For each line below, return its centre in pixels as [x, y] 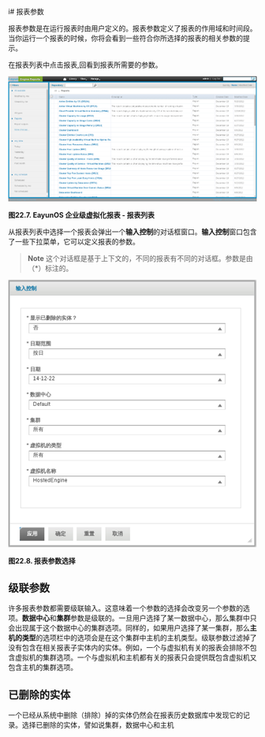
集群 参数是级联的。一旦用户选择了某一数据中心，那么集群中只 [157, 618]
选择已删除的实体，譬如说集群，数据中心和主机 [98, 725]
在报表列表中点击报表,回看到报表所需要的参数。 [86, 65]
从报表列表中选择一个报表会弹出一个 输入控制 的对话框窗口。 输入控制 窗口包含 [132, 232]
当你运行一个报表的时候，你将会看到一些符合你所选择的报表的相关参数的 [125, 38]
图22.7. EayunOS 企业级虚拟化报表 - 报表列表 [82, 214]
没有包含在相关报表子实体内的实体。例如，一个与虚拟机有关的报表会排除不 [129, 648]
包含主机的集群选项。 [43, 668]
